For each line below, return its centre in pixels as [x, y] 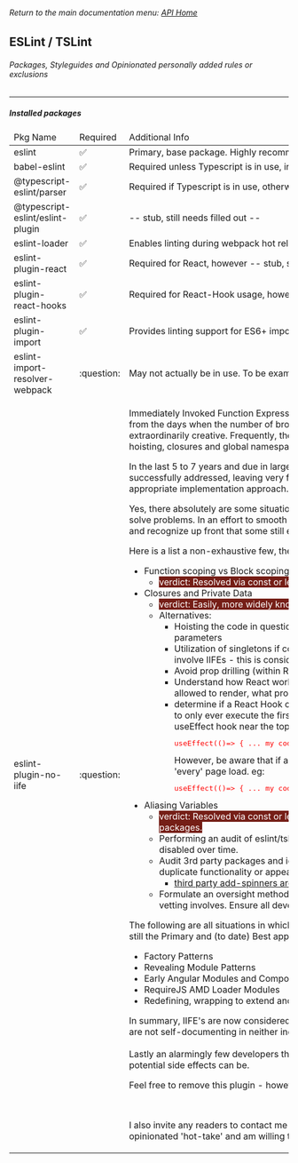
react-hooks [40, 306]
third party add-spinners [226, 883]
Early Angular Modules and [200, 979]
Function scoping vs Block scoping [217, 571]
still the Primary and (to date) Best [200, 936]
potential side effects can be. [189, 1065]
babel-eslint [39, 167]
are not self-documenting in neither [203, 1032]
